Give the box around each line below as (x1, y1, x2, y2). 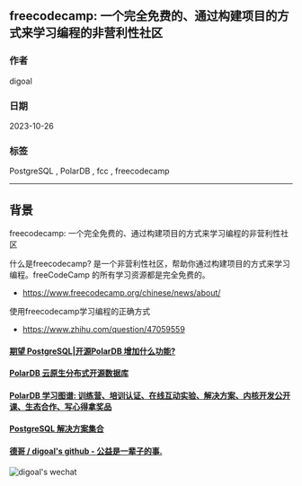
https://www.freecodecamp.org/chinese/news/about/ (22, 287, 221, 298)
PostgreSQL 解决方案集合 (9, 423, 105, 434)
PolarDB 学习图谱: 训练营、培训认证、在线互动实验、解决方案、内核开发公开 (9, 390, 291, 401)
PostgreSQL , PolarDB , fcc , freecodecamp (9, 165, 170, 177)
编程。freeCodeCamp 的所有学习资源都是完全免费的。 (9, 270, 210, 280)
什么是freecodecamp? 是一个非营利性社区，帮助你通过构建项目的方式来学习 (9, 259, 290, 270)
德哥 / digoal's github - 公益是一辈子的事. (9, 446, 163, 456)
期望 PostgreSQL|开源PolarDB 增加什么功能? (9, 345, 176, 357)
